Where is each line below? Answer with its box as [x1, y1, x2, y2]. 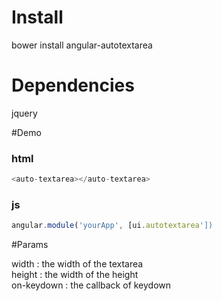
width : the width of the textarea [11, 258, 144, 270]
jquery [11, 107, 38, 119]
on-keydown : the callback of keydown [11, 279, 172, 291]
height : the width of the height [11, 269, 139, 281]
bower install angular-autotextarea [11, 39, 153, 51]
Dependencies [11, 74, 135, 97]
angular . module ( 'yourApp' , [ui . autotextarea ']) [11, 221, 214, 231]
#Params [11, 239, 49, 251]
